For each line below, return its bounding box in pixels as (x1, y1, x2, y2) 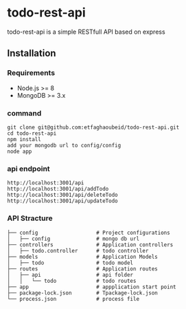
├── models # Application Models (7, 253, 158, 260)
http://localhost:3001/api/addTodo (7, 186, 109, 193)
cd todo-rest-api (7, 129, 57, 137)
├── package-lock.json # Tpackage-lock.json (7, 289, 158, 297)
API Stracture (7, 213, 53, 223)
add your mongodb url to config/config (7, 142, 121, 149)
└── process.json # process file (7, 295, 139, 302)
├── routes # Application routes (7, 265, 158, 273)
